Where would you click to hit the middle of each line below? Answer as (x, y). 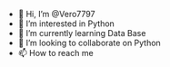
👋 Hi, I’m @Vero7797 (56, 14)
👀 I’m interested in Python (66, 24)
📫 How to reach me (55, 53)
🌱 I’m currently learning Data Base (82, 33)
